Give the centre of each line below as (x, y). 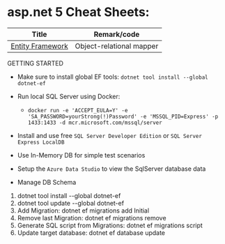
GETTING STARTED (36, 63)
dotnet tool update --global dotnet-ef (70, 203)
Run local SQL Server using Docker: (69, 96)
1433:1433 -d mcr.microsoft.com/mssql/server (95, 123)
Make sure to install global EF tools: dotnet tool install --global (113, 77)
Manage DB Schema (47, 182)
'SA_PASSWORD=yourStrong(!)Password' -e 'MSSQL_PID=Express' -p (123, 116)
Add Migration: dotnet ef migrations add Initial (83, 211)
